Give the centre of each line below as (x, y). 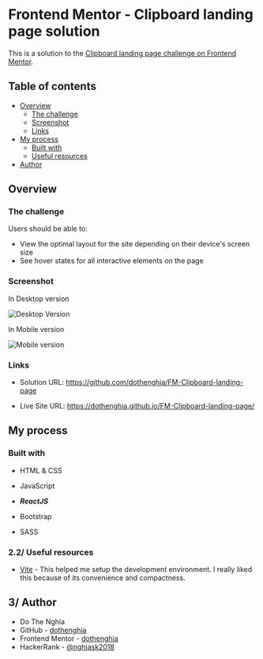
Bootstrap (36, 516)
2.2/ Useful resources (51, 552)
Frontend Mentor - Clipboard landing (131, 15)
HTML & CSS (41, 470)
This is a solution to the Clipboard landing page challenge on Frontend (122, 53)
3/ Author (32, 603)
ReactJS (34, 501)
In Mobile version (36, 329)
